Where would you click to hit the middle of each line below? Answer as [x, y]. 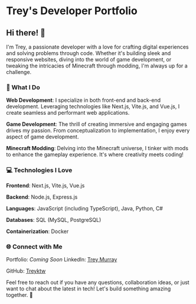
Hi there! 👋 [26, 33]
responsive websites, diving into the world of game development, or [89, 59]
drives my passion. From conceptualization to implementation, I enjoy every [98, 131]
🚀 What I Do [23, 87]
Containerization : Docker [37, 231]
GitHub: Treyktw [26, 271]
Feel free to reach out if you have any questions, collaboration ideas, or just [98, 282]
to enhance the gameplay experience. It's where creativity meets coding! [95, 154]
